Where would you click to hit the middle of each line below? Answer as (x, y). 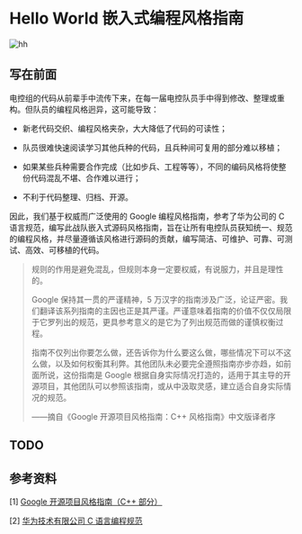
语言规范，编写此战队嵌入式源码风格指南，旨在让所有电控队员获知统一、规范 (151, 227)
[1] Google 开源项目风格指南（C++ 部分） (86, 502)
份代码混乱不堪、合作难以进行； (81, 177)
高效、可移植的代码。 (64, 249)
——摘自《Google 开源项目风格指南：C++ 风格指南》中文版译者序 (153, 416)
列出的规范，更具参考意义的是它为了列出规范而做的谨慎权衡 (165, 321)
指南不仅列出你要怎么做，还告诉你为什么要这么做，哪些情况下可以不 (157, 352)
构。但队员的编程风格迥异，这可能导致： (84, 109)
